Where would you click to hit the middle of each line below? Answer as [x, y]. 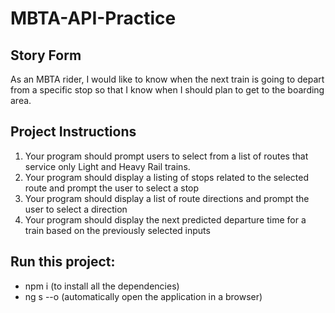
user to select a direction [76, 209]
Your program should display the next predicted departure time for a [165, 219]
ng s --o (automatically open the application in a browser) [143, 296]
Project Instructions [73, 132]
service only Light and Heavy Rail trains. [107, 166]
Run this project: [63, 262]
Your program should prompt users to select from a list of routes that [166, 156]
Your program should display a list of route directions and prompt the [167, 198]
